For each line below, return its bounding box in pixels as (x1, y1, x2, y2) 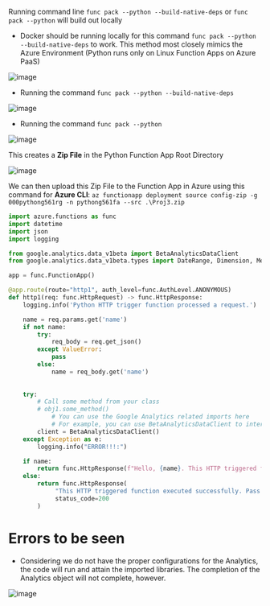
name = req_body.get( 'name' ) (51, 368, 149, 376)
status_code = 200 (55, 494, 110, 502)
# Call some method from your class (37, 398, 160, 406)
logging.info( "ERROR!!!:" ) (37, 443, 128, 451)
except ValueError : (37, 345, 103, 353)
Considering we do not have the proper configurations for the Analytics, (19, 555, 259, 566)
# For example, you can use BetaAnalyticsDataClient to (51, 420, 243, 428)
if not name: (22, 323, 67, 331)
